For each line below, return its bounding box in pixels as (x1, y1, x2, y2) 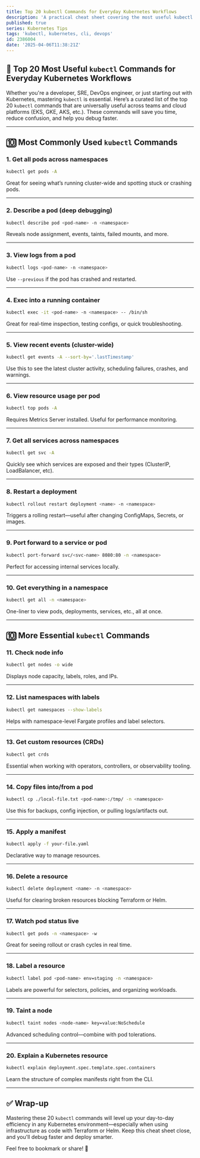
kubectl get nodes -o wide (6, 662, 73, 668)
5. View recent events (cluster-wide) (6, 340, 114, 349)
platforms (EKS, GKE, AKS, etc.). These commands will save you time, (6, 108, 177, 115)
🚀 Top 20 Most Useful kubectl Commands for (6, 64, 176, 74)
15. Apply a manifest (6, 827, 67, 836)
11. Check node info (6, 648, 64, 657)
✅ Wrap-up (6, 1098, 49, 1109)
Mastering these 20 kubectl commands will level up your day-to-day (6, 1114, 174, 1121)
